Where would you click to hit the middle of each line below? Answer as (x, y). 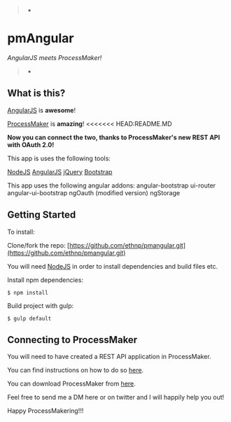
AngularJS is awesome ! (41, 110)
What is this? (36, 93)
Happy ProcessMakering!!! (45, 411)
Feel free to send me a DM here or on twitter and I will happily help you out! (116, 398)
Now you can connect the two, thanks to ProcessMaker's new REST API (114, 137)
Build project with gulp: (41, 305)
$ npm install (28, 293)
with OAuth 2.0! (31, 145)
